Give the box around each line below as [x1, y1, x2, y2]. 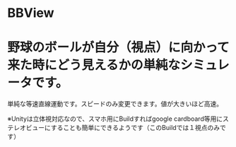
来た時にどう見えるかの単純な [7, 57, 181, 73]
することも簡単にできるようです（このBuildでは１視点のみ [50, 124, 220, 132]
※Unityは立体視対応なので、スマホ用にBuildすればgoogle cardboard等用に [7, 114, 223, 123]
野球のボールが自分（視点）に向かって [7, 40, 230, 56]
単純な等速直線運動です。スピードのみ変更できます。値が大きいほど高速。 [7, 100, 223, 108]
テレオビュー [7, 124, 45, 132]
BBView [7, 5, 54, 21]
